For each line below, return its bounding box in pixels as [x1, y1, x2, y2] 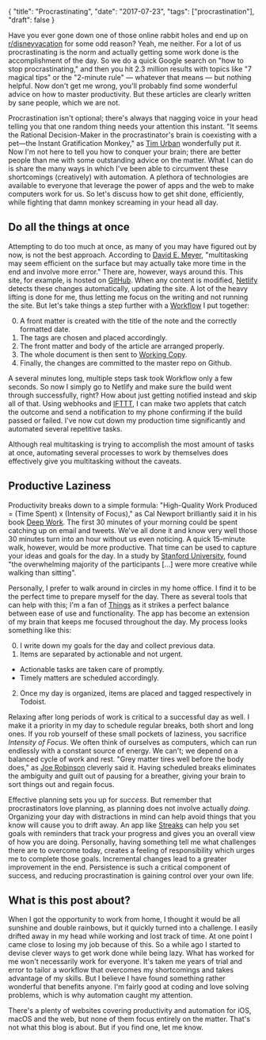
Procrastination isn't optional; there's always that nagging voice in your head [8, 113, 258, 122]
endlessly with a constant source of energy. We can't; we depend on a [8, 746, 238, 755]
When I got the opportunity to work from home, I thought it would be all [8, 915, 241, 924]
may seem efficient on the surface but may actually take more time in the [8, 258, 247, 268]
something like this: [8, 625, 72, 635]
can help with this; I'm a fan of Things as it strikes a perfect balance [8, 600, 230, 609]
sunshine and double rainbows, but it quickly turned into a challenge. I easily [8, 923, 258, 933]
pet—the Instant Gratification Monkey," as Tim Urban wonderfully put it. [8, 139, 241, 148]
